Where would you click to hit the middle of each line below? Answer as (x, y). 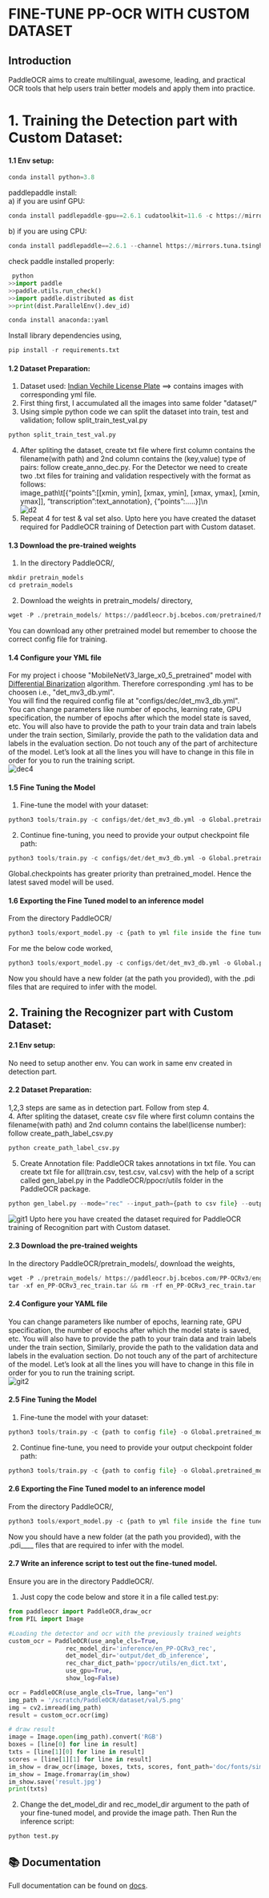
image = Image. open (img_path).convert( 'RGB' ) (85, 1737)
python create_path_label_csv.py (64, 1147)
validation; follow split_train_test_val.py (84, 420)
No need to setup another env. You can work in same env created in (120, 1062)
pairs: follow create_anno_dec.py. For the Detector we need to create (134, 467)
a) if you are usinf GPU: (47, 201)
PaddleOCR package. (55, 1188)
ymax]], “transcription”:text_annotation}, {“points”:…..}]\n (114, 501)
